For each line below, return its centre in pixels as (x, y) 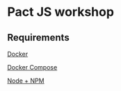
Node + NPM (26, 81)
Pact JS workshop (61, 12)
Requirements (38, 38)
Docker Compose (32, 67)
